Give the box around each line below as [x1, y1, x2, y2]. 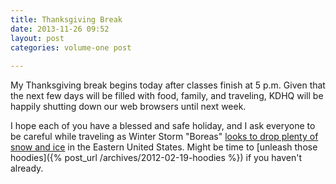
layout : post [10, 33, 65, 43]
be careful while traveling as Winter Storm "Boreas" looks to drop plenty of [10, 131, 319, 143]
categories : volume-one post [10, 42, 132, 53]
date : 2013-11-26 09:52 [10, 24, 110, 34]
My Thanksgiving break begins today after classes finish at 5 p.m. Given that [10, 79, 326, 91]
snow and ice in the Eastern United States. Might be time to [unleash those [10, 141, 318, 153]
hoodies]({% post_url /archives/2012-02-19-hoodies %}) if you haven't [10, 152, 303, 164]
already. [10, 162, 44, 175]
